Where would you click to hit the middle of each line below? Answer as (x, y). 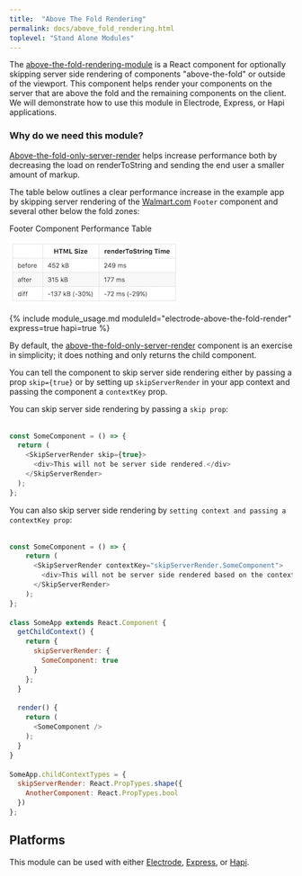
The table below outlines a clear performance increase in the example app (147, 192)
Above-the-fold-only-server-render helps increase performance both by (143, 155)
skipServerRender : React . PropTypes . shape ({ (100, 784)
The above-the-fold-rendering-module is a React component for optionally (147, 65)
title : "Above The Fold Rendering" (78, 19)
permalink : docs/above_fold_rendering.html (92, 28)
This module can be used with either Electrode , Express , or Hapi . (129, 862)
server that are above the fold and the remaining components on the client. (148, 94)
